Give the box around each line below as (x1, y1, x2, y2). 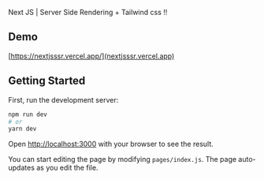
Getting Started (8, 74, 86, 88)
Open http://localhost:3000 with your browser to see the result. (8, 139, 214, 149)
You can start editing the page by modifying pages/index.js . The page (8, 155, 237, 164)
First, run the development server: (8, 95, 119, 104)
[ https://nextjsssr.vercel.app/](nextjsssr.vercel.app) (8, 51, 175, 61)
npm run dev (8, 111, 47, 118)
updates (8, 163, 35, 173)
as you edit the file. (36, 163, 99, 173)
